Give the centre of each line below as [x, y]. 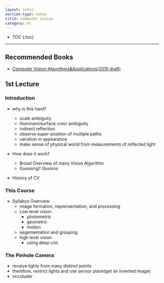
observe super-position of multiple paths [60, 134]
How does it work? [31, 153]
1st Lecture [22, 84]
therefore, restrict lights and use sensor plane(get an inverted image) [82, 271]
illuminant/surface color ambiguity [54, 123]
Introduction [20, 98]
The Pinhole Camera [30, 255]
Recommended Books [39, 57]
